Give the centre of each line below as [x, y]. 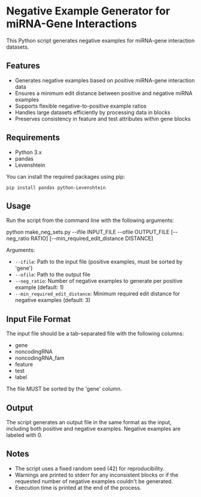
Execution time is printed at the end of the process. [78, 487]
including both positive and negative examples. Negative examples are [94, 429]
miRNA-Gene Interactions [72, 24]
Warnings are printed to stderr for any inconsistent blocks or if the [97, 475]
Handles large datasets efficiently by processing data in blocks [93, 112]
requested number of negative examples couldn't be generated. [94, 481]
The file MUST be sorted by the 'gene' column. [64, 389]
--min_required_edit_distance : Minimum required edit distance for [97, 294]
